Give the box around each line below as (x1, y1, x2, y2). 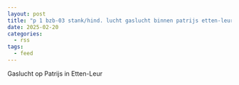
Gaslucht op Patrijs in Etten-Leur (7, 69, 103, 78)
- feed (14, 50, 33, 57)
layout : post (7, 10, 46, 18)
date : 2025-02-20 (7, 23, 59, 30)
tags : (7, 43, 23, 50)
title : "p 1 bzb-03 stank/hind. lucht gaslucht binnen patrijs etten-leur (7, 17, 234, 24)
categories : (7, 30, 43, 38)
